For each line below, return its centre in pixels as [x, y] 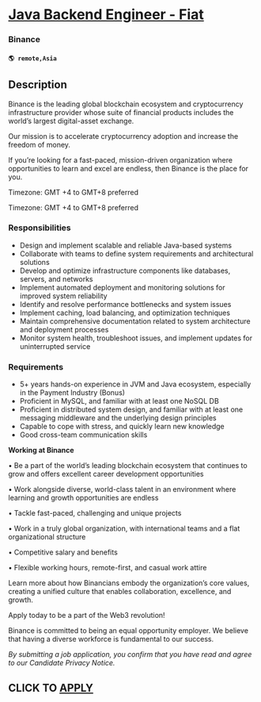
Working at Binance [41, 451]
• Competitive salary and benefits [63, 552]
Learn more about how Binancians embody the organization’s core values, [129, 583]
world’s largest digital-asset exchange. [71, 121]
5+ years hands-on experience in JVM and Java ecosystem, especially [135, 384]
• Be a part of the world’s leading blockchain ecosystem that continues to [128, 466]
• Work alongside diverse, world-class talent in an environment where [122, 489]
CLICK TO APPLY [51, 688]
